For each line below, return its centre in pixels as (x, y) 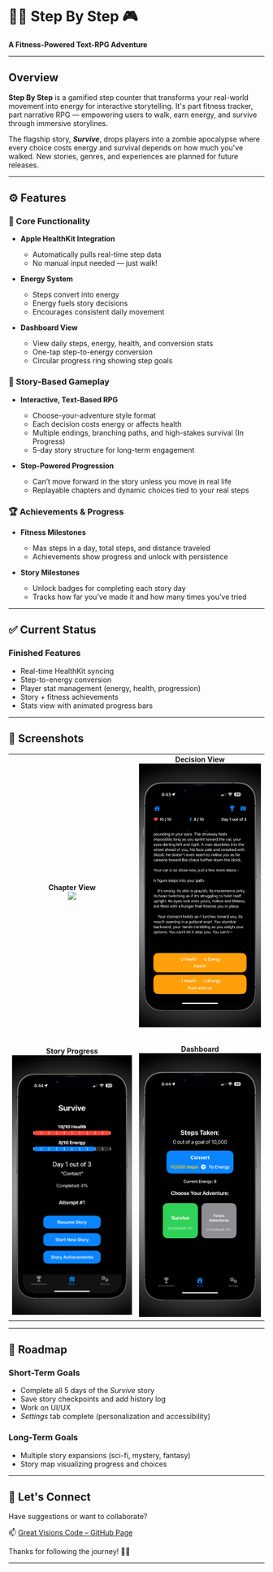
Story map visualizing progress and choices (93, 1464)
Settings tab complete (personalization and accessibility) (115, 1417)
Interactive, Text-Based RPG (69, 399)
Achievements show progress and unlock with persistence (130, 557)
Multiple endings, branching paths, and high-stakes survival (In (138, 432)
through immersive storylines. (58, 123)
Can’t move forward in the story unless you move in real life (132, 481)
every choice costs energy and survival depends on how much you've (126, 147)
